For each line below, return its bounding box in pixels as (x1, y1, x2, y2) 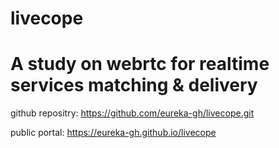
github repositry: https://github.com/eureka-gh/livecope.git (10, 107, 255, 119)
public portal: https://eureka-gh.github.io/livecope (10, 127, 217, 139)
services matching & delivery (10, 74, 258, 97)
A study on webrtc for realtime (10, 53, 270, 76)
